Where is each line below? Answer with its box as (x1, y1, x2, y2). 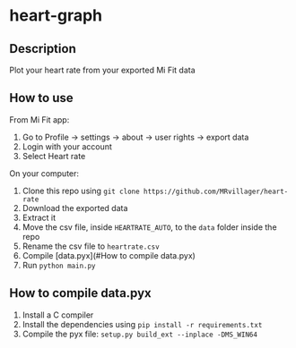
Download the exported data (22, 202, 128, 213)
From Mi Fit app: (9, 114, 70, 125)
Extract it (22, 212, 57, 223)
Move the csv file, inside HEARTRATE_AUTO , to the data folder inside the (22, 221, 277, 233)
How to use (9, 90, 74, 106)
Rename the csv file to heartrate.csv (22, 241, 160, 251)
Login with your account (22, 140, 112, 152)
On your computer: (9, 167, 79, 179)
